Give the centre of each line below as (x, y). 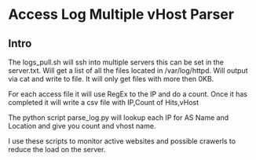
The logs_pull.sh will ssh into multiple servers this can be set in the (116, 62)
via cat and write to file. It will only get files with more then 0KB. (111, 79)
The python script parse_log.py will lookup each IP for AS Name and (119, 118)
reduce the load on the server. (57, 149)
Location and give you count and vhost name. (82, 126)
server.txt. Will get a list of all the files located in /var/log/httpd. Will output (128, 71)
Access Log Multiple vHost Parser (121, 15)
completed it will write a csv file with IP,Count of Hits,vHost (104, 102)
